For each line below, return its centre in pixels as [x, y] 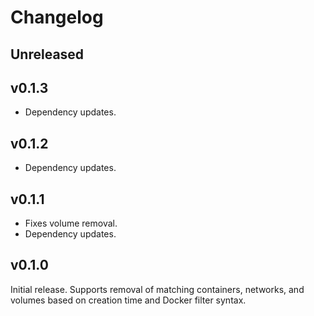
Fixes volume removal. [71, 223]
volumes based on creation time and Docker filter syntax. [128, 300]
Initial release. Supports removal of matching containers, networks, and [157, 289]
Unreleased [47, 54]
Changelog [57, 17]
